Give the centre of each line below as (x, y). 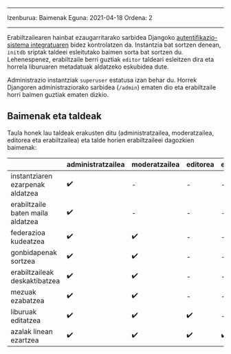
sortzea (23, 261)
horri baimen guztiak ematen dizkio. (58, 95)
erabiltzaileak (32, 272)
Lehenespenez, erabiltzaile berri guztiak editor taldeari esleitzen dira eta (111, 59)
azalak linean (32, 331)
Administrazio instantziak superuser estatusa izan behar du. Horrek (102, 80)
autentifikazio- (197, 37)
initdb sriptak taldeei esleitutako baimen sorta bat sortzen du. (95, 52)
